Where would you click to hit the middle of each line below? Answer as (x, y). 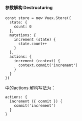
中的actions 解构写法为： (30, 88)
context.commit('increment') (48, 65)
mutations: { (23, 35)
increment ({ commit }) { (36, 101)
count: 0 (23, 27)
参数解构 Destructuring (29, 7)
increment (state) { (35, 40)
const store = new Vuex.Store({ (38, 18)
